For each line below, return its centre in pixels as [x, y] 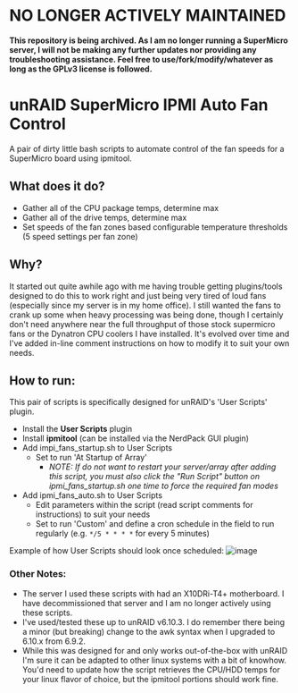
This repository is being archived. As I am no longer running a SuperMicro [149, 40]
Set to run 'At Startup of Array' [91, 458]
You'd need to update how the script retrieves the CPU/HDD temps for [151, 669]
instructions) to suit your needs [93, 514]
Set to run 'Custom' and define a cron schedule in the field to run [155, 524]
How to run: [42, 380]
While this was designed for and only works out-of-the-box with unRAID [155, 650]
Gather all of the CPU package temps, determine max [120, 207]
